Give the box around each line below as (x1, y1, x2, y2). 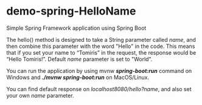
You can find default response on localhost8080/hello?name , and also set (6, 85, 192, 92)
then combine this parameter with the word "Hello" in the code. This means (6, 42, 195, 50)
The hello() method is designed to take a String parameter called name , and (6, 36, 197, 43)
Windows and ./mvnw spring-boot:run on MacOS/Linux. (6, 73, 150, 81)
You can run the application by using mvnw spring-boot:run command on (6, 67, 192, 74)
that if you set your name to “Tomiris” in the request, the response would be (6, 49, 197, 56)
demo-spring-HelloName (6, 4, 136, 18)
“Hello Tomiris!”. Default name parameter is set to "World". (6, 55, 153, 63)
